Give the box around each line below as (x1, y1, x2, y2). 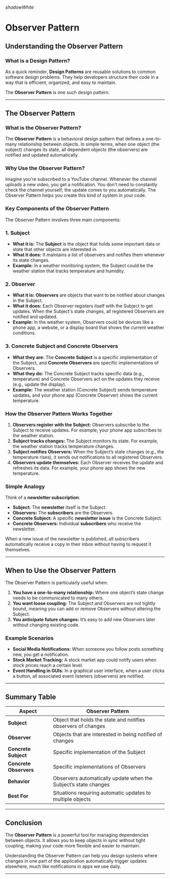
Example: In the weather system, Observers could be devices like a (12, 319, 154, 325)
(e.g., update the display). (12, 381, 67, 387)
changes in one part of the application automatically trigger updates (5, 858, 147, 864)
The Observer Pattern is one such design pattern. (5, 89, 110, 96)
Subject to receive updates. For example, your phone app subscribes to (12, 427, 162, 433)
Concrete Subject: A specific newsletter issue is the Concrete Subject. (12, 515, 162, 521)
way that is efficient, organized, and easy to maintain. (5, 79, 117, 86)
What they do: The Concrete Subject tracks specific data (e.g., (12, 370, 144, 376)
